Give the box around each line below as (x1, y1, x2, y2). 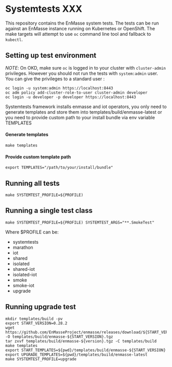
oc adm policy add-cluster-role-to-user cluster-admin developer (5, 90, 147, 95)
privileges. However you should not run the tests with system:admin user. (5, 70, 158, 76)
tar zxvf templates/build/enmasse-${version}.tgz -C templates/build (5, 338, 157, 343)
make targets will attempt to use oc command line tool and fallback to (5, 31, 151, 37)
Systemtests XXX (5, 3, 82, 15)
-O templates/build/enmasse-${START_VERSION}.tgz (5, 334, 114, 339)
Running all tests (5, 179, 60, 187)
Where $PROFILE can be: (5, 229, 59, 235)
